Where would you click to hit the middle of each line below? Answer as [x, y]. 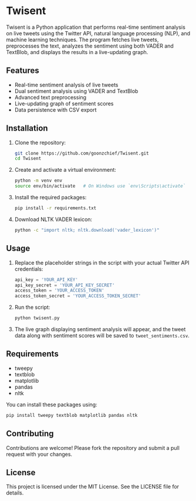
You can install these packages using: [52, 405]
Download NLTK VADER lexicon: [53, 219]
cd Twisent [28, 159]
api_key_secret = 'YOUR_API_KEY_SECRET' [65, 285]
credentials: [29, 269]
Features [23, 71]
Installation [27, 128]
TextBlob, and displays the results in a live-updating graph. [77, 52]
